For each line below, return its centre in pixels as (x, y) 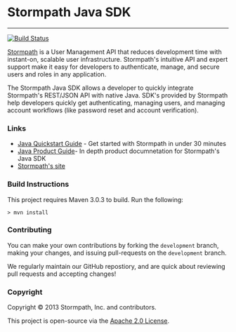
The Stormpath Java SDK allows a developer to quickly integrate (100, 88)
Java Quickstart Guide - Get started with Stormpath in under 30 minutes (122, 144)
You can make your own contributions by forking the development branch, (113, 245)
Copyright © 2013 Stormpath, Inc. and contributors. (82, 307)
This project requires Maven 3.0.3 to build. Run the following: (96, 199)
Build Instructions (38, 185)
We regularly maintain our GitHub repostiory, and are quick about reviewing (117, 266)
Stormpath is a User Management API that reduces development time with (115, 52)
